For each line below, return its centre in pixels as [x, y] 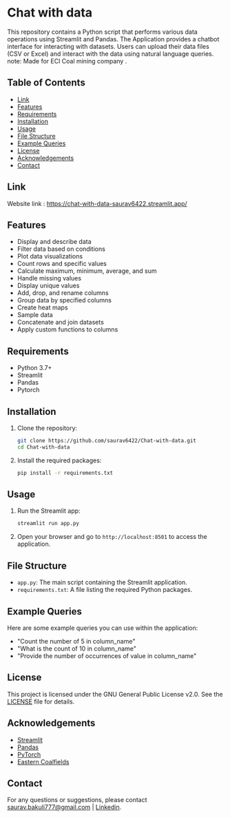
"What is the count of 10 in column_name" [76, 648]
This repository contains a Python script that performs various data [102, 32]
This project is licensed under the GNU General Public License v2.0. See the [115, 694]
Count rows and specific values [62, 264]
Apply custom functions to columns [67, 329]
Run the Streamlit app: [49, 511]
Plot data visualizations [50, 256]
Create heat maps [42, 307]
